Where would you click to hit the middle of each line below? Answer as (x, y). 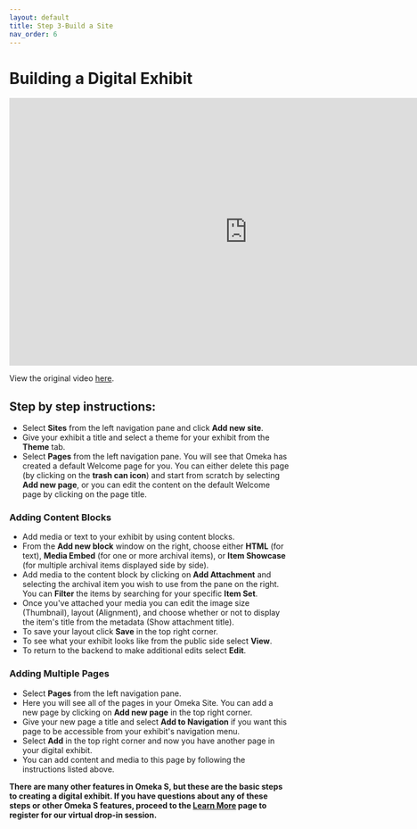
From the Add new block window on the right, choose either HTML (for (153, 546)
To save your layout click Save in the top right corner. (120, 632)
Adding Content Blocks (60, 518)
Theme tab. (44, 447)
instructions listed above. (68, 769)
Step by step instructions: (82, 406)
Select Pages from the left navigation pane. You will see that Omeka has (155, 457)
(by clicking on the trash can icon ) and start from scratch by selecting (151, 476)
